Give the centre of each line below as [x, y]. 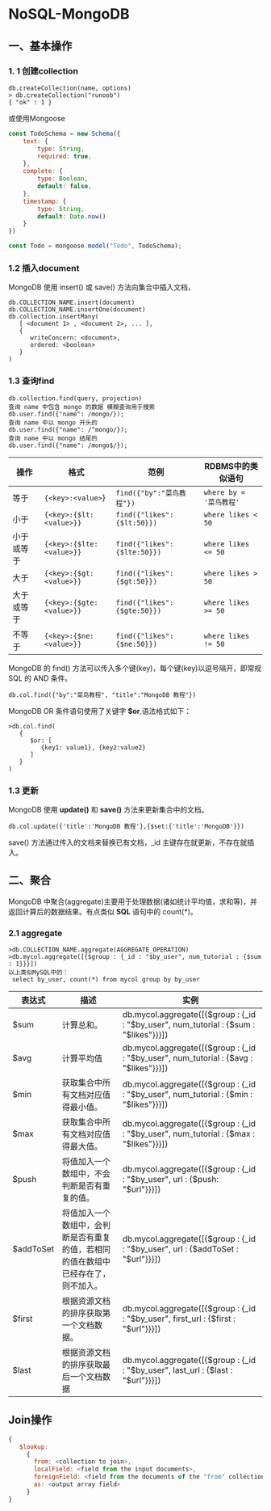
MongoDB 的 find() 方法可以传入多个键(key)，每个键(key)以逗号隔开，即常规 [135, 668]
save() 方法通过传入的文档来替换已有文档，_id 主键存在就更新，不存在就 [128, 842]
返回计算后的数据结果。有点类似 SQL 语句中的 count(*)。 [103, 911]
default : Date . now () [72, 216]
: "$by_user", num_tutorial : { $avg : [188, 1058]
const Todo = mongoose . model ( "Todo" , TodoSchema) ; [95, 246]
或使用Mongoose [37, 118]
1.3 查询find [31, 381]
